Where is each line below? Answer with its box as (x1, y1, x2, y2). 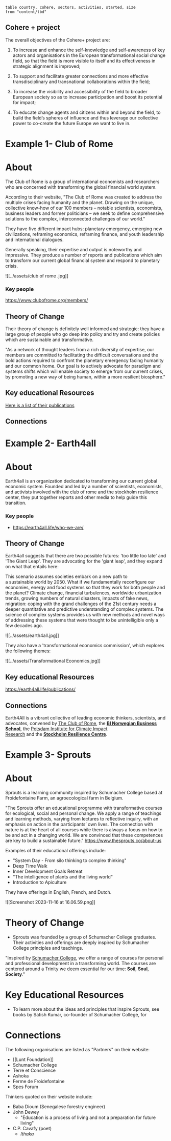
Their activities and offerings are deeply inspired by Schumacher (12, 939, 149, 946)
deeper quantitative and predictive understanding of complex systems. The (5, 606, 164, 612)
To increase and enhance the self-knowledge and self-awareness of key (12, 47, 165, 53)
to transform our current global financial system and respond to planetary (5, 257, 160, 264)
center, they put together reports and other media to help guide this (5, 494, 147, 501)
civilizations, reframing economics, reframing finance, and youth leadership (5, 231, 164, 237)
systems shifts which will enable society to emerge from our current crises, (5, 368, 163, 374)
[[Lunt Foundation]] (12, 1056, 54, 1063)
